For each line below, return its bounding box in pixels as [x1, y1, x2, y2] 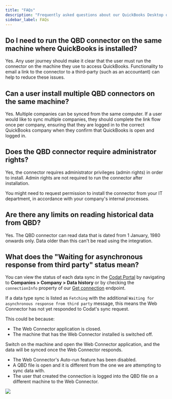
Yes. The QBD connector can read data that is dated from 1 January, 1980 [5, 232, 161, 238]
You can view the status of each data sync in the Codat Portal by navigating [5, 274, 165, 280]
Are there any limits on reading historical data [5, 210, 154, 219]
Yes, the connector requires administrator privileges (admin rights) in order [5, 169, 163, 175]
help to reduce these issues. [5, 74, 65, 80]
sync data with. [12, 368, 45, 374]
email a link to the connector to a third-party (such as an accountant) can [5, 69, 160, 75]
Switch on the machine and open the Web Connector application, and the [5, 341, 160, 348]
